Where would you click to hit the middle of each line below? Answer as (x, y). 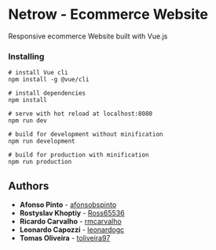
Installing (26, 56)
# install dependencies (47, 93)
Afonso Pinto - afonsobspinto (68, 205)
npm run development (42, 141)
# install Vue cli (38, 73)
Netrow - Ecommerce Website (108, 14)
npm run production (40, 162)
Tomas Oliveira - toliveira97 (65, 238)
